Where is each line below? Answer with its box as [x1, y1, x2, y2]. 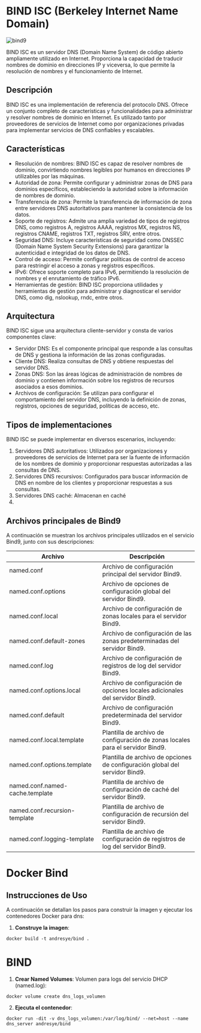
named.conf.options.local [9, 686, 81, 694]
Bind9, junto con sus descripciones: [6, 538, 95, 545]
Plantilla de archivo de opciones [102, 753, 192, 761]
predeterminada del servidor [102, 711, 182, 719]
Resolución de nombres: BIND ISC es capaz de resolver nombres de [14, 160, 183, 167]
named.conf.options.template [9, 760, 92, 769]
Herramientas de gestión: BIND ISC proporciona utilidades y [14, 281, 163, 288]
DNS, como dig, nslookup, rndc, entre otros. [14, 294, 124, 301]
